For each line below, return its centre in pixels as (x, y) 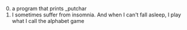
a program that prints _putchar (49, 9)
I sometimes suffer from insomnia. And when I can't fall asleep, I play (96, 15)
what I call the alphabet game (48, 21)
